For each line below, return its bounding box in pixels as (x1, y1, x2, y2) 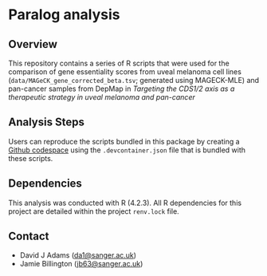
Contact (8, 230, 49, 243)
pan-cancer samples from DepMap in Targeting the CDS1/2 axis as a (8, 84, 235, 93)
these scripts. (8, 153, 53, 163)
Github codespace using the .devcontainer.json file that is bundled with (8, 145, 245, 155)
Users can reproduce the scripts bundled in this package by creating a (8, 136, 241, 146)
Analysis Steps (8, 116, 85, 129)
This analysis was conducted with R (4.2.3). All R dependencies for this (8, 198, 241, 207)
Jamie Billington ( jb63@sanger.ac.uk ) (19, 259, 143, 269)
